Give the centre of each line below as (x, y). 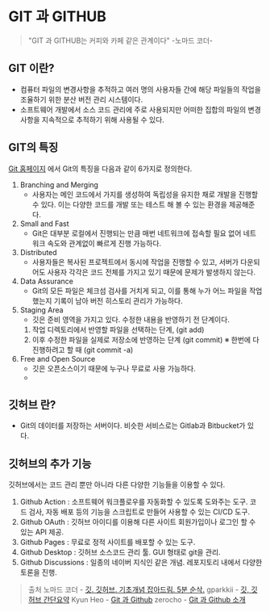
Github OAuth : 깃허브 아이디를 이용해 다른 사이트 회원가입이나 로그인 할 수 (138, 522)
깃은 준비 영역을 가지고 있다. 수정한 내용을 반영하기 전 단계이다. (131, 319)
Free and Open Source (58, 358)
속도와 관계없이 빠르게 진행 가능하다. (104, 243)
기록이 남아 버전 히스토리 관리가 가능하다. (118, 300)
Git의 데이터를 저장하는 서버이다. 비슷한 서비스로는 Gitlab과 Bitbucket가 (133, 425)
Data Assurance (47, 281)
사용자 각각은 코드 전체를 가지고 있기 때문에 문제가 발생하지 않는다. (152, 272)
